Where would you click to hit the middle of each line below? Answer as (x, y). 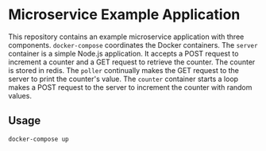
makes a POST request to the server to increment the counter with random (130, 87)
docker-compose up (39, 139)
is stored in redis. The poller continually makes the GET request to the (124, 70)
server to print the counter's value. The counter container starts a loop (123, 79)
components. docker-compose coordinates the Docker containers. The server (133, 45)
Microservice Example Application (124, 15)
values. (20, 95)
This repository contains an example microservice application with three (126, 37)
